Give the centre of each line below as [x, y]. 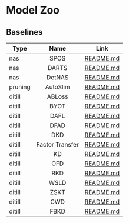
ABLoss [58, 96]
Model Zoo [33, 10]
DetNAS [57, 77]
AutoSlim [58, 87]
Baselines [24, 32]
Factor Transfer [58, 144]
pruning [20, 87]
